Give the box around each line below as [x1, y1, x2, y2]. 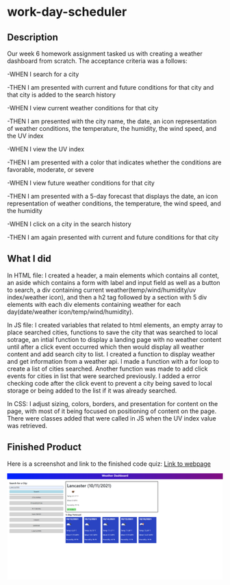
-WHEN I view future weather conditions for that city [7, 179, 155, 187]
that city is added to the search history [7, 90, 116, 99]
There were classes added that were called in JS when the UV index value [7, 414, 217, 422]
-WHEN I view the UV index [7, 145, 84, 153]
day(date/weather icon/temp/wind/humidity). [7, 308, 134, 316]
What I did [7, 253, 51, 264]
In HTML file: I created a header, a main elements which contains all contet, [7, 271, 220, 279]
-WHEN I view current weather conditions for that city [7, 104, 159, 112]
